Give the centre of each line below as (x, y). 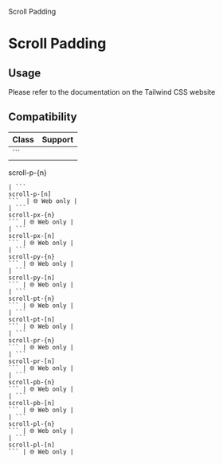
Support (58, 139)
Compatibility (43, 117)
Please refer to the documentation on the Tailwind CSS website (112, 92)
